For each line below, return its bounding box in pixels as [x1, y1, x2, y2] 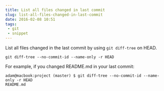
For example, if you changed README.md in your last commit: [5, 64, 135, 69]
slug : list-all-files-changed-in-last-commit [5, 12, 103, 17]
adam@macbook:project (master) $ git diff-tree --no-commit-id [5, 73, 142, 78]
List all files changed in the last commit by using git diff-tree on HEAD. [5, 45, 157, 51]
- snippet [7, 31, 28, 36]
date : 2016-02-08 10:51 [5, 17, 56, 22]
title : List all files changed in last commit [5, 7, 105, 13]
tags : [5, 21, 17, 27]
